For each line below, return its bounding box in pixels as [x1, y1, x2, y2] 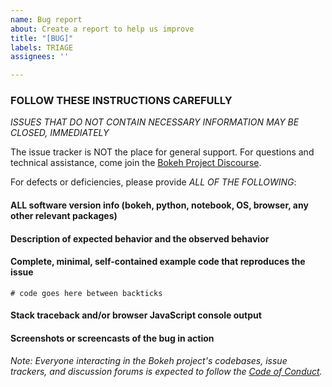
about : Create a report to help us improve [10, 24, 195, 34]
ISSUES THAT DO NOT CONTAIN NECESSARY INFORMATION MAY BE [10, 116, 300, 128]
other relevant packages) [10, 210, 118, 222]
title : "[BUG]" [10, 33, 74, 43]
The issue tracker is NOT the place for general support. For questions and [10, 146, 315, 158]
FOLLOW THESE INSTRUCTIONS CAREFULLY [10, 94, 233, 108]
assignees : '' [10, 52, 70, 62]
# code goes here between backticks [10, 288, 163, 298]
